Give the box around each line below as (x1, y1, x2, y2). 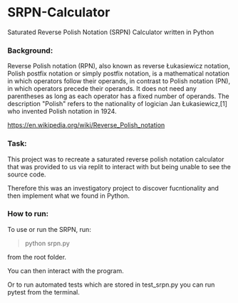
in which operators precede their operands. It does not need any (7, 85, 197, 93)
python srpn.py (24, 239, 70, 248)
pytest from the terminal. (7, 287, 80, 296)
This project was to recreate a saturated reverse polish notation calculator (7, 154, 224, 164)
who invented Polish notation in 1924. (7, 107, 117, 116)
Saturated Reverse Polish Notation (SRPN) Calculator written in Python (7, 28, 214, 36)
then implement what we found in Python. (7, 191, 130, 200)
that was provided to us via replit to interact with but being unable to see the (7, 162, 232, 171)
